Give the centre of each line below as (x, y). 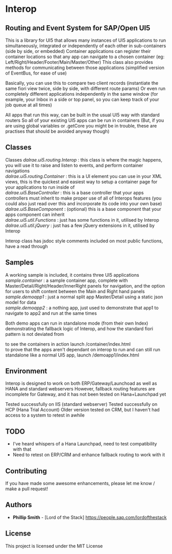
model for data (21, 302)
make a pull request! (27, 489)
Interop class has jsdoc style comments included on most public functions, (84, 241)
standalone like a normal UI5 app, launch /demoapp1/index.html (72, 355)
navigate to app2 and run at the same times (51, 313)
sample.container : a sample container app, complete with (67, 280)
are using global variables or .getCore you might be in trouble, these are (81, 126)
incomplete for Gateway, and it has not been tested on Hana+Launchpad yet (86, 395)
